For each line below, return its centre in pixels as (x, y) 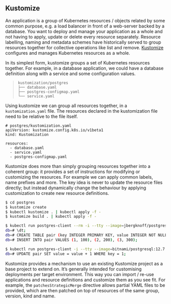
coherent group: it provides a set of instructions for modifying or (73, 172)
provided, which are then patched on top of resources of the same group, (82, 290)
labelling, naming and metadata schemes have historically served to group (83, 42)
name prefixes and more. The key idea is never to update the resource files (84, 182)
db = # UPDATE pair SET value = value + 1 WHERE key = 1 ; (66, 254)
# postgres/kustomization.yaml (38, 126)
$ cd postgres (20, 202)
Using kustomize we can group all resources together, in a (66, 106)
